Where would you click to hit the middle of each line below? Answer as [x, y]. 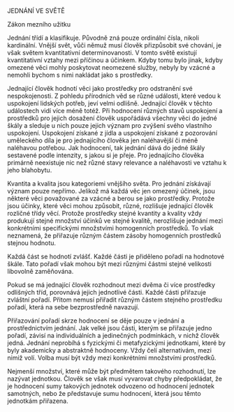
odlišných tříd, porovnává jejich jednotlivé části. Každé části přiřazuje [107, 292]
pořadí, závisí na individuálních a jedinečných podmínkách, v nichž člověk [114, 336]
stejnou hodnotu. [32, 243]
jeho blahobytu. [30, 170]
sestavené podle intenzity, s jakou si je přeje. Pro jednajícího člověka [106, 155]
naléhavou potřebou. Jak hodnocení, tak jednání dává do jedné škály [106, 148]
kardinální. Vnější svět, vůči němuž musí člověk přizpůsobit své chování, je [115, 45]
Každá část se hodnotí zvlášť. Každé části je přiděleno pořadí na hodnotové [116, 256]
